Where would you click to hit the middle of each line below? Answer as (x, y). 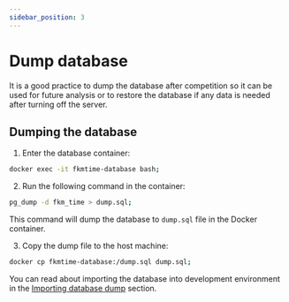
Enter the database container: (76, 153)
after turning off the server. (58, 104)
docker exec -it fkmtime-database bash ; (85, 170)
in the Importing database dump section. (83, 288)
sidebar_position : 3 (47, 17)
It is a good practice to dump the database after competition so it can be (141, 86)
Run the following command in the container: (103, 186)
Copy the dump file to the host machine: (95, 246)
